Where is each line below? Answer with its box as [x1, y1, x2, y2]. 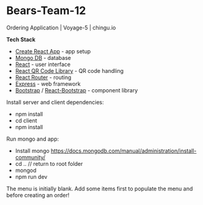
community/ [15, 154, 46, 161]
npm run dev [15, 173, 48, 181]
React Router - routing [15, 73, 72, 81]
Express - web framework [15, 80, 81, 88]
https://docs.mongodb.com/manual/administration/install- [51, 147, 197, 154]
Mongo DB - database [15, 54, 72, 61]
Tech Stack [6, 35, 35, 43]
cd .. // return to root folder [15, 160, 83, 167]
